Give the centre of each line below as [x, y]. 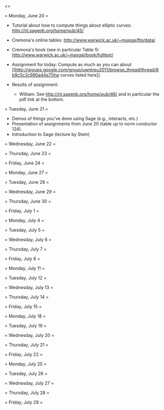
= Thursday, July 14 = [27, 297]
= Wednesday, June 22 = [30, 144]
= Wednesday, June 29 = [30, 192]
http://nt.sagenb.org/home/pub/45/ [48, 30]
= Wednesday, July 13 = [29, 287]
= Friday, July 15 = [23, 307]
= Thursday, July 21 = [27, 345]
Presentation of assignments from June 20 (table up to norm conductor [84, 124]
